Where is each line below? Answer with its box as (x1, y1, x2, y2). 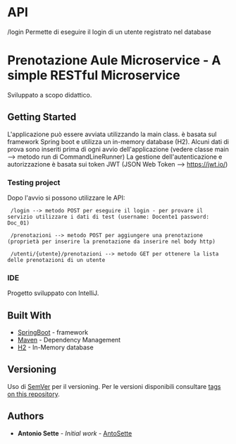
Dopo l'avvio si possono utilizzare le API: (7, 193, 125, 202)
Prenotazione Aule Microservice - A (7, 52, 221, 68)
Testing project (7, 177, 61, 187)
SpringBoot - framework (17, 328, 89, 337)
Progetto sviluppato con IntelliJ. (7, 289, 99, 297)
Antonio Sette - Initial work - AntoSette (17, 428, 132, 438)
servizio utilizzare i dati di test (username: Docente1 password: (7, 213, 210, 220)
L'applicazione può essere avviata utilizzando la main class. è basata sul (7, 130, 217, 138)
